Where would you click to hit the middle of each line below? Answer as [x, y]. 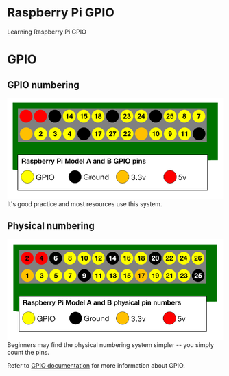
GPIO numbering [44, 85]
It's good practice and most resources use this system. [85, 204]
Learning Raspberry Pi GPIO [47, 32]
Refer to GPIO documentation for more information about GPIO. [96, 366]
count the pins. [28, 353]
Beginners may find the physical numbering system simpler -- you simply [111, 345]
